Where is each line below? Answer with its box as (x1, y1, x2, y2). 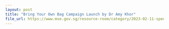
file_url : (5, 16, 26, 21)
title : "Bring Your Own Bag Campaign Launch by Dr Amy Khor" (5, 12, 136, 17)
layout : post (5, 7, 33, 12)
